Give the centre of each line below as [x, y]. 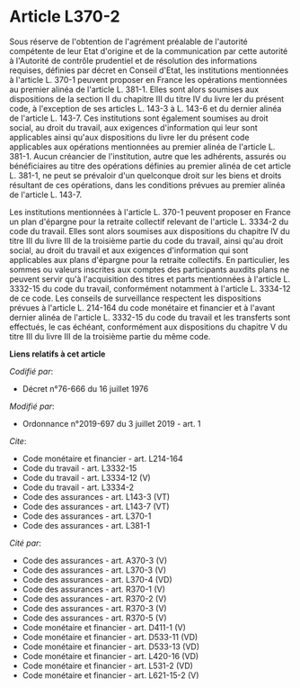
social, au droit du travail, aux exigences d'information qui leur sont [133, 127]
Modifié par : [32, 406]
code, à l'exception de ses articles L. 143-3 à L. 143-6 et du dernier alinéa [146, 108]
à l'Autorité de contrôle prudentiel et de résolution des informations [133, 60]
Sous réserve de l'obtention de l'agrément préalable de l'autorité [129, 41]
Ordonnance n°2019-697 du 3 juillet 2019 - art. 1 [111, 423]
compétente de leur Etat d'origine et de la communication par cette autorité [149, 50]
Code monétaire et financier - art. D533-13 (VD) [111, 647]
